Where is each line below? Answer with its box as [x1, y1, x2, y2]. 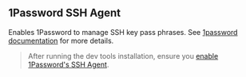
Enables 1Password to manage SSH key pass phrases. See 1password [8, 27, 238, 37]
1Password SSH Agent [8, 6, 121, 20]
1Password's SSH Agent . [27, 60, 109, 69]
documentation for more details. [8, 36, 114, 45]
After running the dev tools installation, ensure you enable [27, 51, 219, 60]
